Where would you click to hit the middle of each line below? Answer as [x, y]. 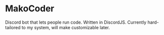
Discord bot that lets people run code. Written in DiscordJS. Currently [76, 22]
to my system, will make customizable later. [66, 27]
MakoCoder [30, 9]
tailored [13, 27]
